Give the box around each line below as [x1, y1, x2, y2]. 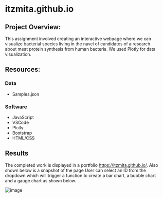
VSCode [12, 119, 29, 125]
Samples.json [12, 91, 39, 97]
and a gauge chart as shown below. [5, 178, 76, 183]
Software [5, 103, 28, 110]
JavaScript [12, 114, 34, 120]
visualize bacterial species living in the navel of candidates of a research [5, 41, 151, 47]
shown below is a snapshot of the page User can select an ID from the [5, 167, 146, 173]
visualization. [5, 51, 32, 57]
